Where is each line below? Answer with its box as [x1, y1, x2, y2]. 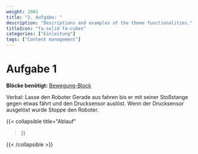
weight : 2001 [6, 8, 39, 15]
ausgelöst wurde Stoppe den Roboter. [6, 106, 99, 113]
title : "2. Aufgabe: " [6, 14, 62, 20]
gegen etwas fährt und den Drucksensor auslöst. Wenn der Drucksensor [6, 100, 184, 107]
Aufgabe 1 [6, 62, 57, 76]
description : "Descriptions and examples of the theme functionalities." [6, 20, 193, 26]
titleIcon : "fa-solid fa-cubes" [6, 25, 86, 32]
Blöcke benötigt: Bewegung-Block [6, 82, 92, 89]
